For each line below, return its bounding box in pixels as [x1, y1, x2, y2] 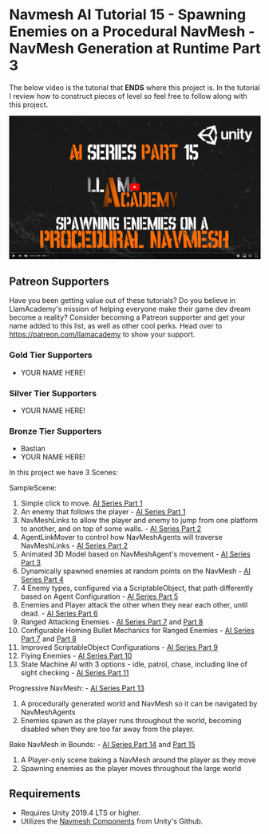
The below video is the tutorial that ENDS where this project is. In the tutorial [9, 82, 260, 92]
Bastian [20, 444, 46, 454]
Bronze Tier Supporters [9, 425, 102, 436]
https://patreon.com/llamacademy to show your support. [9, 329, 196, 340]
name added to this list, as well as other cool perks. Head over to [9, 321, 223, 331]
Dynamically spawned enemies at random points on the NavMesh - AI [20, 566, 251, 576]
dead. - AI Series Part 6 [20, 608, 98, 619]
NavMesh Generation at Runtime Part [9, 40, 261, 57]
